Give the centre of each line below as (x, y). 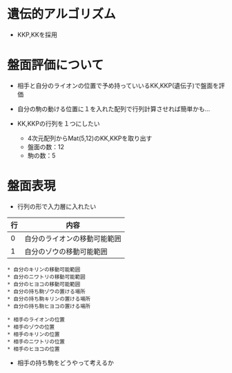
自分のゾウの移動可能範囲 (66, 251)
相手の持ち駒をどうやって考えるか (65, 363)
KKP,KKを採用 (37, 35)
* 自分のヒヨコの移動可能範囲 (44, 284)
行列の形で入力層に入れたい (57, 206)
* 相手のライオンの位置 (36, 319)
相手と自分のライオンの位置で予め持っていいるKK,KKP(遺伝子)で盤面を (118, 85)
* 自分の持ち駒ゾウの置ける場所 (46, 291)
